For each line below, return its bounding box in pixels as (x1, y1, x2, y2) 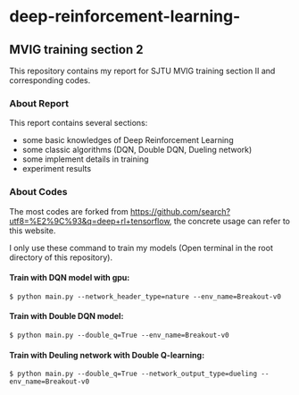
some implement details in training (21, 154, 149, 164)
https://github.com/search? (129, 206, 230, 216)
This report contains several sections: (9, 118, 148, 129)
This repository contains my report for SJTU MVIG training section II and (9, 65, 276, 76)
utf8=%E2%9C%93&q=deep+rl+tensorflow (9, 215, 170, 226)
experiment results (21, 164, 92, 174)
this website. (9, 225, 56, 236)
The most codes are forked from (9, 206, 129, 216)
